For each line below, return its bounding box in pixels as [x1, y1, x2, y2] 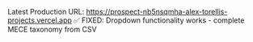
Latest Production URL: [7, 7, 85, 16]
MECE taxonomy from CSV [7, 24, 98, 34]
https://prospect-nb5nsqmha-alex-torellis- [86, 7, 228, 16]
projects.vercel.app [7, 15, 72, 25]
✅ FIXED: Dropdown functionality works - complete [73, 15, 245, 25]
